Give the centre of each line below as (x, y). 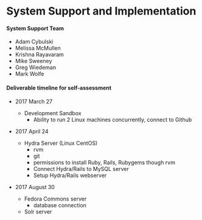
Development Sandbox (53, 113)
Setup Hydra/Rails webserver (70, 175)
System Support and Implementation (101, 11)
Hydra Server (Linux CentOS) (61, 143)
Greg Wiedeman (36, 67)
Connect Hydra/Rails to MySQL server (81, 168)
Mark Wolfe (30, 74)
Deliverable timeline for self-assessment (59, 88)
